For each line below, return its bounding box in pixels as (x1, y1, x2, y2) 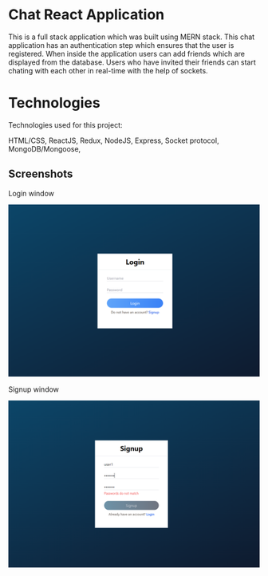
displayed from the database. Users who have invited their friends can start (8, 57, 257, 67)
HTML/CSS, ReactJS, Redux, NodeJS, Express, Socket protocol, (8, 136, 219, 145)
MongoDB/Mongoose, (8, 144, 81, 153)
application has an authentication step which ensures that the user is (8, 40, 235, 49)
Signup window (8, 385, 60, 394)
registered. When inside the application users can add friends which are (8, 49, 246, 58)
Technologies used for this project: (8, 120, 123, 129)
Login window (8, 188, 54, 198)
